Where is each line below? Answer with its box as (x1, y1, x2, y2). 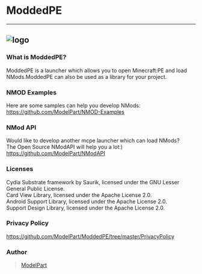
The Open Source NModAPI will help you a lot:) (6, 143, 123, 151)
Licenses (6, 165, 34, 173)
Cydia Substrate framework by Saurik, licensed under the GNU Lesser (6, 178, 180, 185)
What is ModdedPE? (6, 53, 67, 61)
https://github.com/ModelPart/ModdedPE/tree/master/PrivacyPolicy (6, 232, 174, 240)
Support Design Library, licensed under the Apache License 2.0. (6, 204, 165, 211)
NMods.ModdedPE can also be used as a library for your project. (6, 73, 167, 80)
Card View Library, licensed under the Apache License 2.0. (6, 191, 152, 199)
